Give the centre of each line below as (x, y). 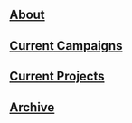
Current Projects (57, 76)
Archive (32, 107)
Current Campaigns (66, 46)
